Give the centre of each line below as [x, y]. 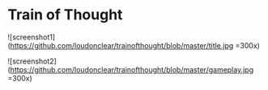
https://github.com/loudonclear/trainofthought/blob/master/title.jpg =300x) [135, 45]
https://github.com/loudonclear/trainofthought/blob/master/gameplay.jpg [132, 69]
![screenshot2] [32, 61]
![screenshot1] [32, 37]
